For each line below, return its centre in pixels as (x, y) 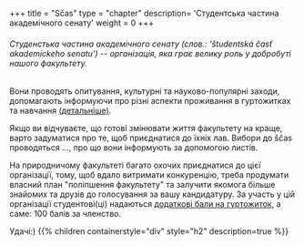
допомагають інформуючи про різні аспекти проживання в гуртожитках (150, 101)
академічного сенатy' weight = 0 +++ (82, 23)
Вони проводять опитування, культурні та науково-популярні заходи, (145, 91)
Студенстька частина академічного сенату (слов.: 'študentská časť (141, 44)
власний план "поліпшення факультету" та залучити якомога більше (142, 185)
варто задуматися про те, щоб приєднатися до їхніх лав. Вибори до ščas (151, 138)
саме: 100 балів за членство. (65, 214)
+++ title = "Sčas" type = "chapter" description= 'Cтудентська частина (144, 13)
